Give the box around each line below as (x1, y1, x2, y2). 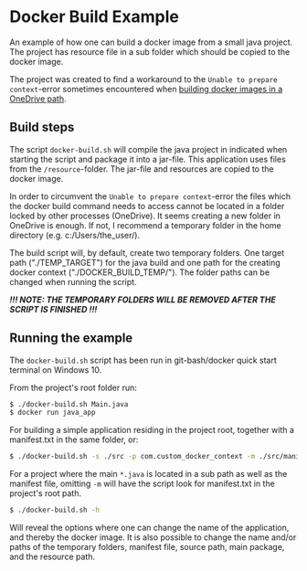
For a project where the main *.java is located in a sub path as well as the (9, 469, 288, 480)
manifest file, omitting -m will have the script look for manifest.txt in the (9, 478, 276, 490)
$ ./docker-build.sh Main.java (9, 399, 129, 408)
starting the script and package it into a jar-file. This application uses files (9, 153, 286, 164)
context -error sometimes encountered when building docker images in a (9, 83, 283, 94)
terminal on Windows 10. (9, 364, 102, 375)
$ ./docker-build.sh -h (9, 505, 101, 515)
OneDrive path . (9, 93, 67, 104)
